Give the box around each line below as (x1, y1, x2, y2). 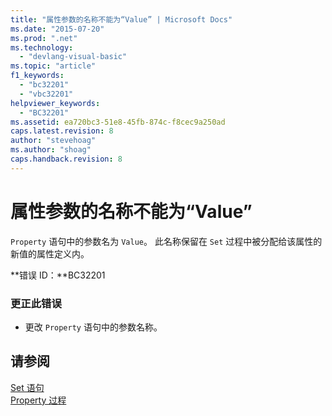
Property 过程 (10, 394, 67, 406)
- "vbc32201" (19, 89, 74, 99)
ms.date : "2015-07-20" (10, 24, 105, 34)
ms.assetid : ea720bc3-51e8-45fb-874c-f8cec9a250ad (10, 117, 226, 127)
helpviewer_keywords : (10, 98, 101, 108)
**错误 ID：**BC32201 (10, 269, 106, 281)
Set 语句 (10, 381, 45, 393)
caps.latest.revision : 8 (10, 126, 114, 136)
